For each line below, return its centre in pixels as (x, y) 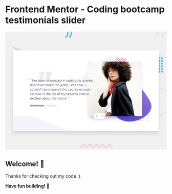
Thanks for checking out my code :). (44, 176)
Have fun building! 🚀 (27, 186)
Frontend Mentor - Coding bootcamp (85, 9)
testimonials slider (46, 20)
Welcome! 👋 (25, 164)
